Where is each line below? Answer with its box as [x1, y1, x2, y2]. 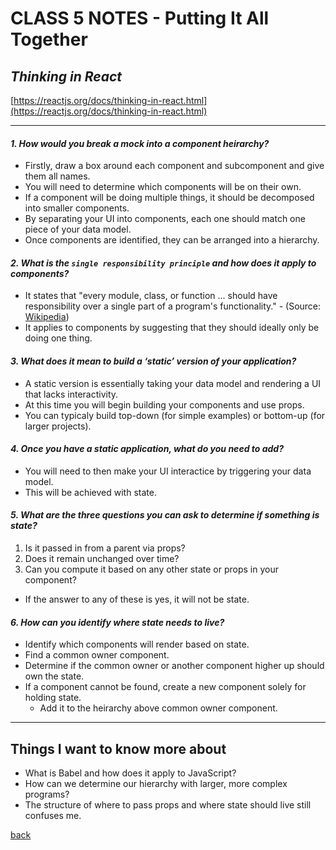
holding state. [24, 692, 82, 704]
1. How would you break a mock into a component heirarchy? [10, 137, 270, 149]
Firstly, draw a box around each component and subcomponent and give [24, 160, 325, 172]
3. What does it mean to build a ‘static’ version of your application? [10, 355, 297, 367]
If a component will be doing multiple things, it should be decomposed [24, 192, 315, 204]
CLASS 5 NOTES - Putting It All [10, 7, 270, 30]
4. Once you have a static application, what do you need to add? [10, 443, 285, 455]
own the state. [24, 670, 85, 682]
